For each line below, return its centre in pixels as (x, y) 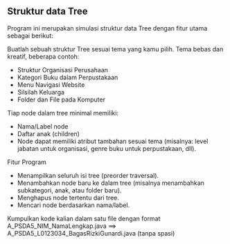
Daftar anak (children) (48, 133)
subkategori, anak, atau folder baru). (69, 190)
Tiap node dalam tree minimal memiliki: (63, 113)
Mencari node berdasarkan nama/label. (73, 205)
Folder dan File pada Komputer (61, 99)
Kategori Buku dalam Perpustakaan (68, 77)
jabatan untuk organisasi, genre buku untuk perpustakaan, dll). (106, 148)
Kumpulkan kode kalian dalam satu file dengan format (84, 218)
